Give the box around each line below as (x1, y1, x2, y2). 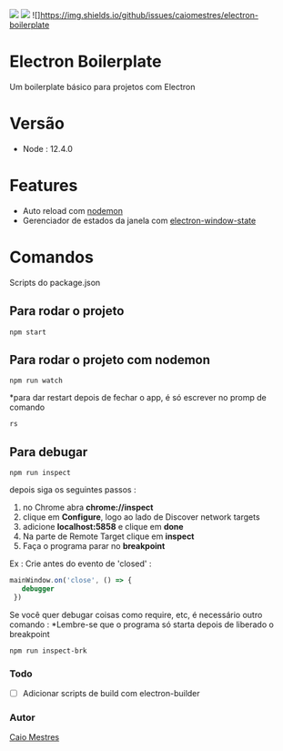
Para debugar (9, 444, 88, 460)
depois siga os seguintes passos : (9, 484, 136, 495)
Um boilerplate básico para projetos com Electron (9, 81, 196, 92)
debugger (21, 584, 55, 594)
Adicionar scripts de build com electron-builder (22, 688, 200, 699)
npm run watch (9, 376, 64, 386)
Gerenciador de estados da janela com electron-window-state (22, 215, 257, 226)
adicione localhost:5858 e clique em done (22, 522, 184, 533)
